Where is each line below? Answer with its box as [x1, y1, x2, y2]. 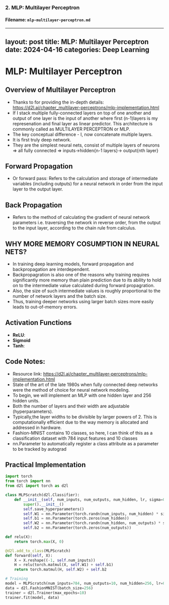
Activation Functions [5, 318, 72, 327]
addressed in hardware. [12, 424, 62, 431]
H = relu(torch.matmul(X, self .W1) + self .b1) [14, 563, 114, 568]
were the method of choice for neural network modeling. [12, 387, 130, 393]
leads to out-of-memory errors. [12, 304, 78, 310]
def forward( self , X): [5, 553, 53, 558]
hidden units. [12, 397, 40, 403]
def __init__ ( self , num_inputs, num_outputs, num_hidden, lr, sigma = [14, 497, 163, 502]
